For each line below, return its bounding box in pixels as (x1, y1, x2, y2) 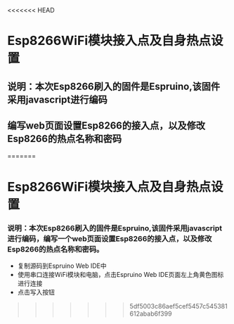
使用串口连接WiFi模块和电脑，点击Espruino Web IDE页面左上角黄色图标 (17, 270, 224, 278)
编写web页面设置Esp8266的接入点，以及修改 (7, 119, 206, 131)
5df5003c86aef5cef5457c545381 (129, 302, 228, 310)
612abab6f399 (129, 309, 172, 318)
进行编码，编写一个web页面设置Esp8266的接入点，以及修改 (7, 233, 212, 243)
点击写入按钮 (17, 287, 55, 296)
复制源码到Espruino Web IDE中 (17, 261, 107, 270)
